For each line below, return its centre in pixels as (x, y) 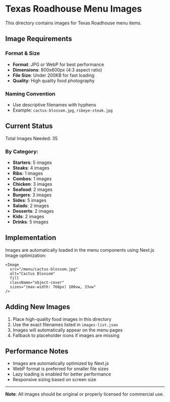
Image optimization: (26, 255)
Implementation (31, 238)
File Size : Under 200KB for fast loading (53, 75)
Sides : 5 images (29, 200)
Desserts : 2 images (33, 211)
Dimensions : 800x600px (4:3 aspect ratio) (57, 70)
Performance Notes (37, 351)
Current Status (29, 126)
